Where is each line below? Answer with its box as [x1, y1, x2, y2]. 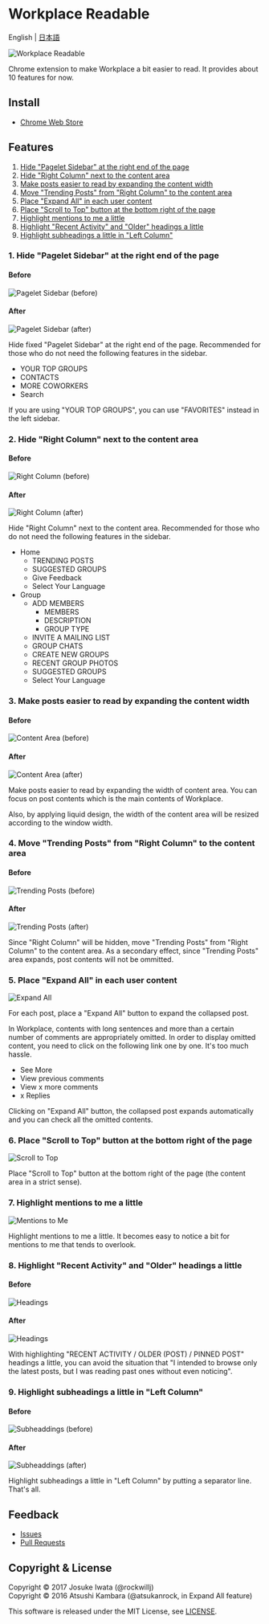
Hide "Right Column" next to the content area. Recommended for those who [8, 523, 260, 533]
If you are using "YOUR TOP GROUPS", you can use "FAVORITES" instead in [8, 405, 259, 415]
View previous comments [19, 1074, 104, 1083]
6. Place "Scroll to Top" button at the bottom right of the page [8, 1135, 253, 1146]
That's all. [8, 1484, 41, 1495]
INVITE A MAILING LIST [31, 632, 111, 643]
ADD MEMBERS [31, 599, 84, 608]
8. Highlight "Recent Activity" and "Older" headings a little [8, 1259, 243, 1270]
